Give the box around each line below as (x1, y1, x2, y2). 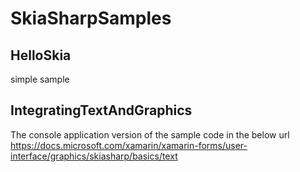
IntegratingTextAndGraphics (10, 102, 193, 119)
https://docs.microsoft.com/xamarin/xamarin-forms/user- (10, 139, 248, 151)
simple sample (10, 73, 70, 85)
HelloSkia (10, 47, 72, 64)
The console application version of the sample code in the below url (10, 128, 290, 141)
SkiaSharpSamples (10, 7, 172, 30)
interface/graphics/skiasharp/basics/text (10, 150, 178, 162)
